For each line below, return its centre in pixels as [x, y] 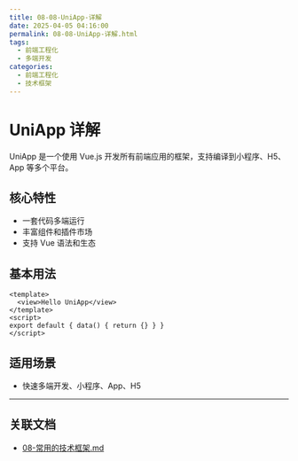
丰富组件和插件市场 [57, 232]
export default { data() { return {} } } [87, 326]
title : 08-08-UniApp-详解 [55, 17]
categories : [31, 67]
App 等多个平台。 [41, 167]
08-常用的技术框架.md [63, 448]
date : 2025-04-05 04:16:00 [59, 26]
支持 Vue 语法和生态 [59, 243]
